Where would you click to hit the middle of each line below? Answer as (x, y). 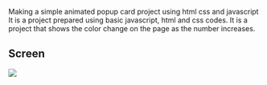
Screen (27, 54)
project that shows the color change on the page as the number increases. (132, 28)
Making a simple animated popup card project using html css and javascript (133, 12)
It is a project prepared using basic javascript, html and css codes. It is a (128, 20)
